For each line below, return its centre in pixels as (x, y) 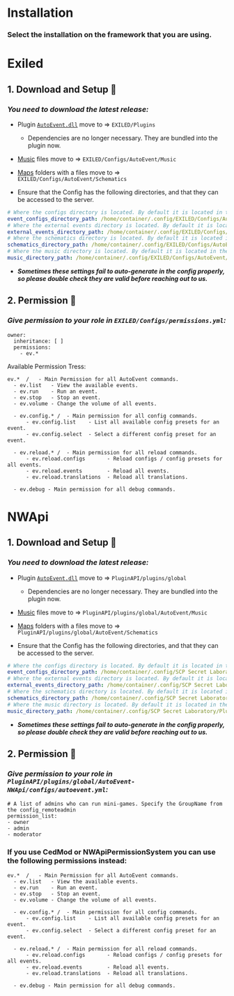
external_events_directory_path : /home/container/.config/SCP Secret (110, 685)
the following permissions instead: (67, 861)
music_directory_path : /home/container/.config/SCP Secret (95, 711)
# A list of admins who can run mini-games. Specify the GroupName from (115, 804)
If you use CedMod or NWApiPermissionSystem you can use (111, 852)
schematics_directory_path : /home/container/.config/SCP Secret (102, 698)
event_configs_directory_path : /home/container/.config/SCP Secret (107, 672)
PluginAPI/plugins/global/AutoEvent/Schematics (87, 633)
